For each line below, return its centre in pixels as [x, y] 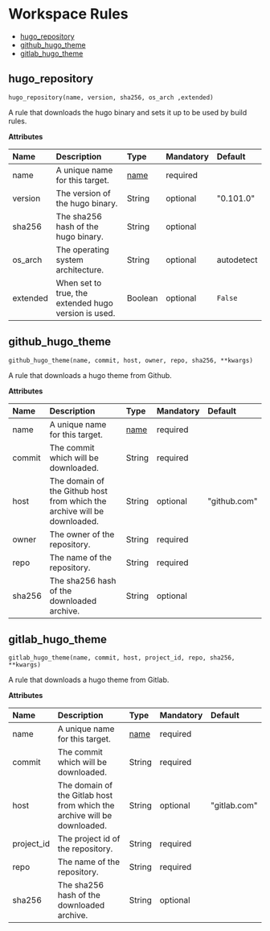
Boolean [143, 297]
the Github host [79, 491]
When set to [79, 283]
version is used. [86, 313]
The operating [83, 249]
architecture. [80, 269]
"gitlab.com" [234, 805]
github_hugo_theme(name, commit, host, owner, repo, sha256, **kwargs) [131, 360]
